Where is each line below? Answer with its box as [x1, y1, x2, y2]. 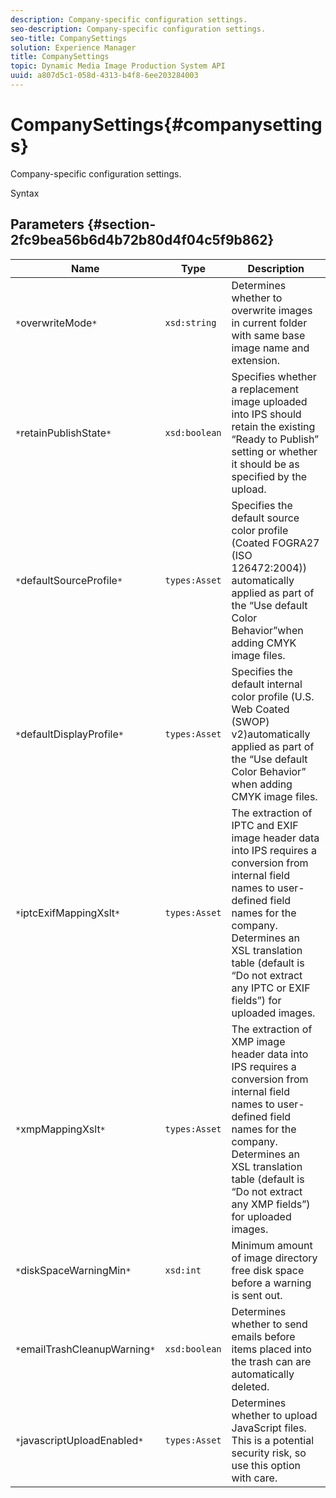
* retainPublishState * [15, 426, 112, 440]
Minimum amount [231, 1238, 313, 1252]
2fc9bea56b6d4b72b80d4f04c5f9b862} [10, 232, 275, 249]
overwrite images [231, 303, 313, 317]
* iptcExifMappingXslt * [15, 906, 121, 920]
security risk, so [231, 1446, 307, 1460]
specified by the [231, 469, 308, 483]
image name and [231, 341, 310, 355]
